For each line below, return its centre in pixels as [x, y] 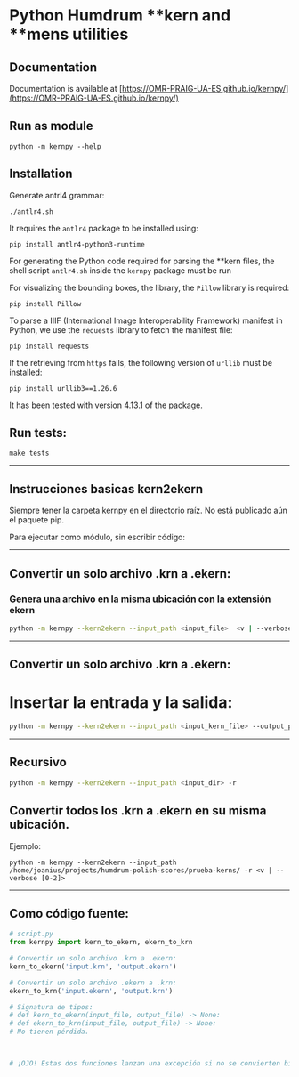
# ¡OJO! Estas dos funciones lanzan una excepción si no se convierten [145, 1064]
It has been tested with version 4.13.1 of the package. [106, 405]
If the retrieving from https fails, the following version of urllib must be [141, 362]
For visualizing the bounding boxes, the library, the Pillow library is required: [149, 287]
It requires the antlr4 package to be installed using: [104, 228]
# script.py [31, 934]
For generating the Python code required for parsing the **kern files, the [142, 261]
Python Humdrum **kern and [120, 16]
